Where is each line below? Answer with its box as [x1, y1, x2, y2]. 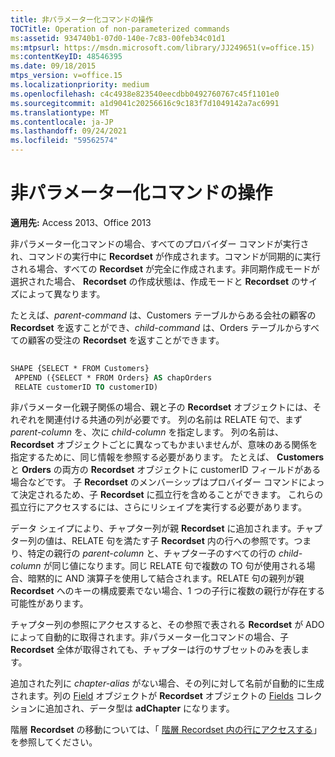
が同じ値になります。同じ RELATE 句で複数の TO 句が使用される [43, 560, 307, 572]
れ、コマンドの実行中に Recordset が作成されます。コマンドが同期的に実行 [10, 250, 322, 262]
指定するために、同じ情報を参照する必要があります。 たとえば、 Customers [10, 451, 325, 463]
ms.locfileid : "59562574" [10, 136, 118, 146]
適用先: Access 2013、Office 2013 [10, 216, 152, 228]
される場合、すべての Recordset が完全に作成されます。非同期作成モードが [10, 262, 320, 275]
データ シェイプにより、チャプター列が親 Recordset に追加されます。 [10, 522, 297, 535]
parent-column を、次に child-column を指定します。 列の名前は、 [10, 426, 285, 438]
